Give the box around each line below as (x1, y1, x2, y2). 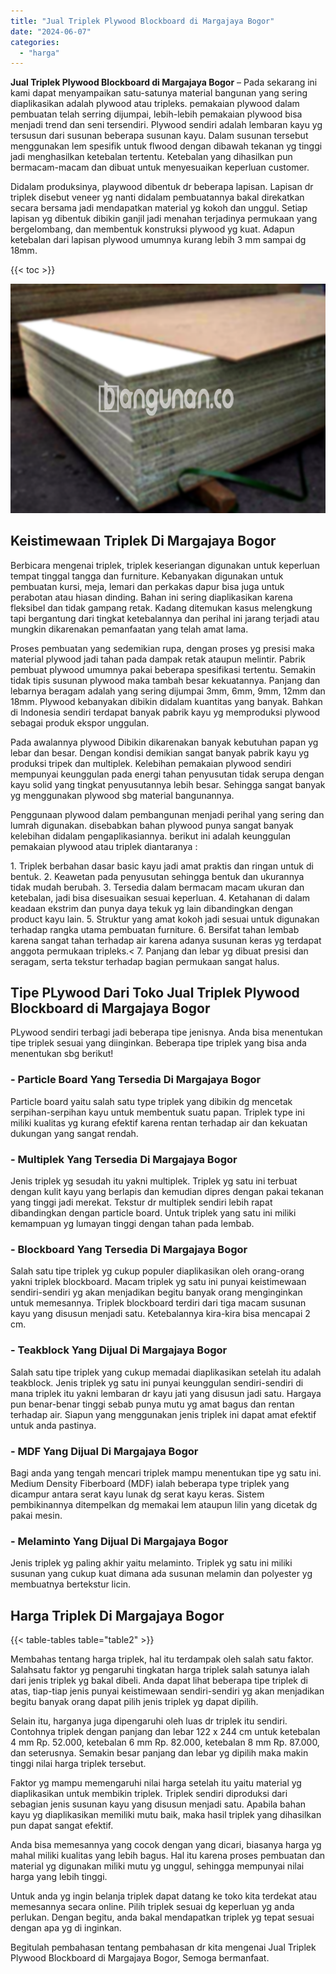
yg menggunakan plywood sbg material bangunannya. (10, 789, 235, 801)
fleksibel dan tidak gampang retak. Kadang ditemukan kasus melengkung (10, 601, 313, 614)
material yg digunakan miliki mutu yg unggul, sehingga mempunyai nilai (10, 1860, 305, 1872)
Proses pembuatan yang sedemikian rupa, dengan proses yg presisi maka (10, 642, 315, 654)
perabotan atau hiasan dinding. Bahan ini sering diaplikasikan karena (10, 591, 293, 603)
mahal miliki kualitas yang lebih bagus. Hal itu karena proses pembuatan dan (10, 1850, 326, 1861)
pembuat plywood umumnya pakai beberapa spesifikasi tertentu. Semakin (10, 663, 317, 675)
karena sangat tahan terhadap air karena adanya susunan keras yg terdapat (10, 934, 322, 946)
